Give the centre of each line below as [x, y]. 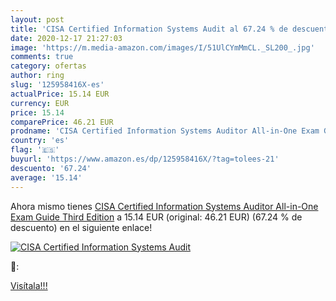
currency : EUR [40, 103]
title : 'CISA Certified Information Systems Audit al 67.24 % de [149, 29]
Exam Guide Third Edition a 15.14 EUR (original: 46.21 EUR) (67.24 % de [156, 217]
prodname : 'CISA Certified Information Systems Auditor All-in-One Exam [165, 131]
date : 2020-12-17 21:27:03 [66, 38]
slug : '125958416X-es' [57, 85]
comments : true [42, 57]
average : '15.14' [46, 177]
